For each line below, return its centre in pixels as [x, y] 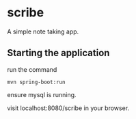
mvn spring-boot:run [37, 82]
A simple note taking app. [43, 31]
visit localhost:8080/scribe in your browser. [68, 108]
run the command [32, 69]
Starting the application [58, 53]
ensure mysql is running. [42, 94]
